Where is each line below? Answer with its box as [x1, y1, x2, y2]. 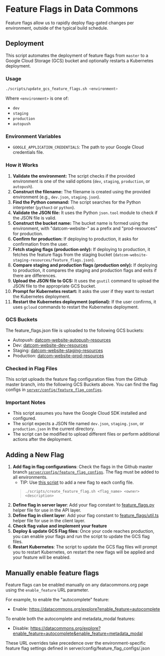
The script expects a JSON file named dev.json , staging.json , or [12, 421, 144, 427]
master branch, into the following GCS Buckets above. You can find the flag [5, 381, 158, 388]
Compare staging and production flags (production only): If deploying [12, 262, 158, 268]
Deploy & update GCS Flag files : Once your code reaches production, [12, 528, 154, 534]
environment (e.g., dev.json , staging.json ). [12, 194, 101, 200]
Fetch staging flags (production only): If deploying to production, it [12, 246, 150, 252]
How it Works [5, 162, 38, 169]
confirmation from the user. [12, 241, 68, 247]
